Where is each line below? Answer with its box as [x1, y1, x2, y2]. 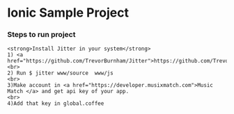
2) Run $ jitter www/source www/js [7, 70, 114, 77]
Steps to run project [7, 30, 76, 40]
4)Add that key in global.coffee [7, 100, 104, 107]
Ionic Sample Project [7, 5, 129, 21]
